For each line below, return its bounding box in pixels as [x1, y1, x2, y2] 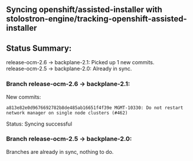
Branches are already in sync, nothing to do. [6, 148, 114, 155]
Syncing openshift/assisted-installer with [6, 5, 162, 15]
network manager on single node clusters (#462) [6, 110, 128, 116]
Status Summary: [6, 43, 72, 53]
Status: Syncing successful [6, 120, 73, 127]
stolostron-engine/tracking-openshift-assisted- [6, 14, 187, 24]
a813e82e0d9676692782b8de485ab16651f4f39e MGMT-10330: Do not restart [6, 104, 184, 111]
